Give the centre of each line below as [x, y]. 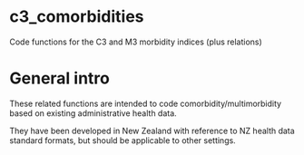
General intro [60, 78]
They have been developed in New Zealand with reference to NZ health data [152, 131]
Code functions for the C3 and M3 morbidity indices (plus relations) [136, 42]
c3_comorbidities [77, 17]
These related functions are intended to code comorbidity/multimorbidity [146, 103]
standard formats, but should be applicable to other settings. [123, 140]
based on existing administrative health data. [93, 113]
